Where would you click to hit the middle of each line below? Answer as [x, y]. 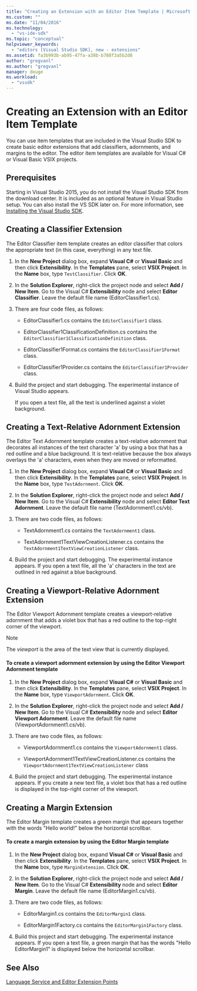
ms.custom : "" [24, 17]
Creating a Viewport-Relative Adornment [83, 591]
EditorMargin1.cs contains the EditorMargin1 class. [85, 914]
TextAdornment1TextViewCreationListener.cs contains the [94, 542]
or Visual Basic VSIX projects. [42, 159]
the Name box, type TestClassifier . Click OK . [71, 274]
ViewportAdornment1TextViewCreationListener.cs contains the [99, 759]
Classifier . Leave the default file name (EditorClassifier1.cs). [87, 297]
